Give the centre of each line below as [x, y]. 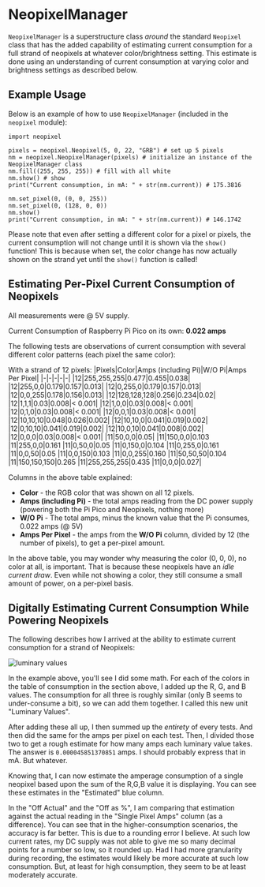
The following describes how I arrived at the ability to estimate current [122, 639]
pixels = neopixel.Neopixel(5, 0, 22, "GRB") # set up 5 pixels [116, 150]
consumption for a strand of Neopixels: [72, 648]
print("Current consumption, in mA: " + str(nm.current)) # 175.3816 [125, 185]
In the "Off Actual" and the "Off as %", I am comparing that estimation [121, 808]
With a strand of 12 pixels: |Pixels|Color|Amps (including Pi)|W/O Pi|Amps [127, 369]
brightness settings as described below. [73, 69]
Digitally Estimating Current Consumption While [129, 608]
